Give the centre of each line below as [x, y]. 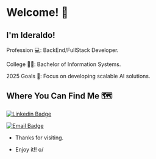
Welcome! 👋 [37, 13]
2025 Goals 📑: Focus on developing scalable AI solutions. [78, 76]
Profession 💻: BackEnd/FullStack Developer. [62, 50]
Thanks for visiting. [39, 138]
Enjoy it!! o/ [29, 149]
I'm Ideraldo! [31, 35]
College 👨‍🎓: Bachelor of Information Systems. [64, 64]
